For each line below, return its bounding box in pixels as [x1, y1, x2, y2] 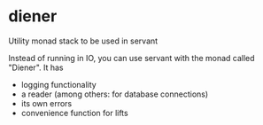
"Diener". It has [8, 62, 64, 73]
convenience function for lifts [20, 107, 129, 118]
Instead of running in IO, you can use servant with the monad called [8, 52, 255, 63]
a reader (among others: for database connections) [20, 89, 209, 99]
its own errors [20, 98, 73, 108]
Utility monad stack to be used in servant [8, 35, 159, 46]
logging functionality [20, 79, 97, 90]
